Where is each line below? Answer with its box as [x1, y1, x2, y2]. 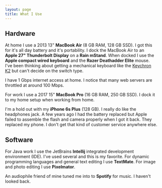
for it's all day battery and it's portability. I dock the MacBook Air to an [5, 47, 145, 53]
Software [5, 136, 33, 144]
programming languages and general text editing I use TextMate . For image [5, 159, 156, 165]
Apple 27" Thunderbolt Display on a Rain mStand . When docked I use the [5, 53, 154, 58]
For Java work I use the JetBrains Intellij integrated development [5, 148, 134, 155]
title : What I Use [5, 12, 42, 16]
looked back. [5, 178, 31, 184]
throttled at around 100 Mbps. [5, 83, 64, 88]
